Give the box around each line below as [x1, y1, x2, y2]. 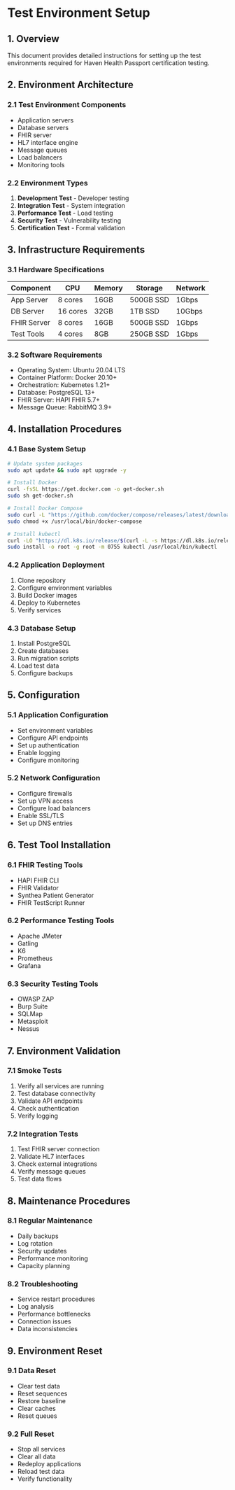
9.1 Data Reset [7, 1366, 56, 1376]
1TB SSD [129, 306, 159, 316]
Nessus [17, 1025, 40, 1033]
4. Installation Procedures [7, 423, 122, 435]
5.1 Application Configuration [7, 710, 108, 720]
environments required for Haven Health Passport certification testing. [7, 59, 210, 67]
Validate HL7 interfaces [17, 1153, 85, 1161]
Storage [136, 283, 163, 293]
